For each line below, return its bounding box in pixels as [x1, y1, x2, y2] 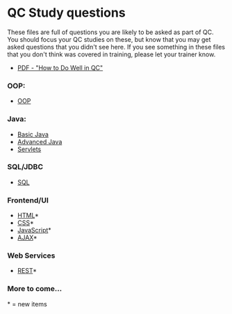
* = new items [7, 299, 47, 308]
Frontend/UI [7, 195, 49, 205]
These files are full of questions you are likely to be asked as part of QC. [7, 28, 214, 36]
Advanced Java [17, 137, 63, 146]
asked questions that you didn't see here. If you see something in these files [7, 42, 226, 51]
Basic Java [17, 130, 49, 139]
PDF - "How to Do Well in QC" [17, 63, 103, 72]
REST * [17, 267, 37, 275]
